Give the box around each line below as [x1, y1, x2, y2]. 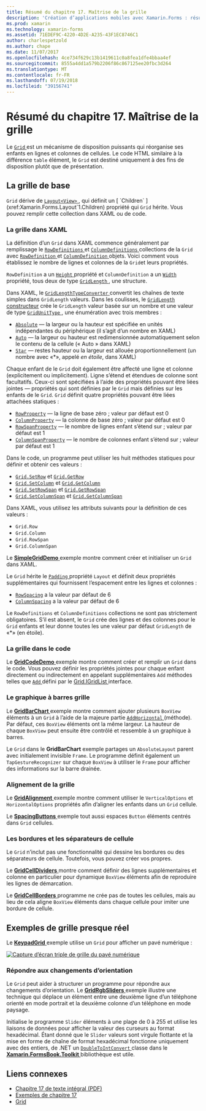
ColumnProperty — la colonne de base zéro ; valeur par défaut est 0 [15, 416, 185, 424]
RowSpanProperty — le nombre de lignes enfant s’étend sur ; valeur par [15, 423, 193, 430]
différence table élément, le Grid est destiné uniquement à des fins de [6, 156, 185, 163]
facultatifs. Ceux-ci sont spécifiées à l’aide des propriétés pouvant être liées [6, 379, 199, 386]
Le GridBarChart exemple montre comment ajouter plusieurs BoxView [6, 707, 181, 715]
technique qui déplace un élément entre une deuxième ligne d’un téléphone [6, 993, 197, 1000]
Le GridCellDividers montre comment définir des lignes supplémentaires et [6, 867, 197, 874]
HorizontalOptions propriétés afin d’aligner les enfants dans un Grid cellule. [6, 800, 198, 808]
